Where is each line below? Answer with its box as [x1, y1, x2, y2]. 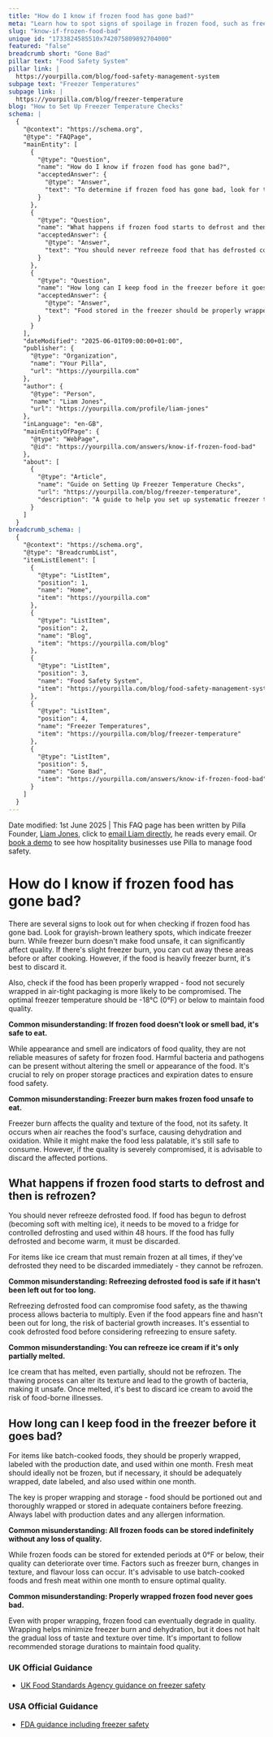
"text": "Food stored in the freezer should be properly [44, 306, 242, 315]
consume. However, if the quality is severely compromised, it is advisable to [8, 1144, 262, 1154]
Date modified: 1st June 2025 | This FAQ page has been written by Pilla [8, 820, 246, 830]
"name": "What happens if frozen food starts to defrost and [37, 224, 249, 232]
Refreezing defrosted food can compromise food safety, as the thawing [8, 1301, 248, 1311]
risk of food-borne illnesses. [8, 1393, 103, 1403]
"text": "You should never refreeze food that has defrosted [44, 246, 256, 254]
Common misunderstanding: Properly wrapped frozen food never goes [8, 1592, 253, 1601]
